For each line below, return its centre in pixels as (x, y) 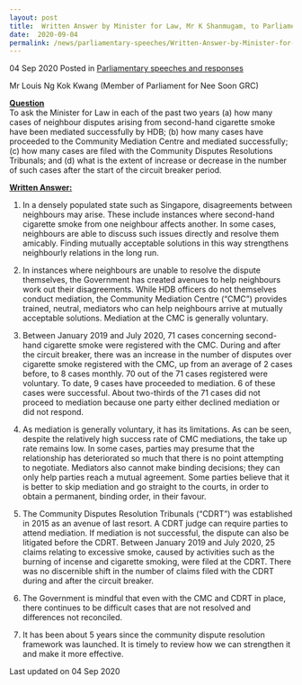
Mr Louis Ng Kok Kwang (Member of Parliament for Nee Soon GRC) (134, 86)
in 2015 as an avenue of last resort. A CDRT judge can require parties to (155, 524)
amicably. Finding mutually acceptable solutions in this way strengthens (155, 243)
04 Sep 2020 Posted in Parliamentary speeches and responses (127, 68)
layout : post (34, 18)
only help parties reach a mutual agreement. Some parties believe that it (156, 477)
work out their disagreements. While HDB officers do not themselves (149, 290)
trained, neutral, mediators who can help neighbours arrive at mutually (152, 309)
